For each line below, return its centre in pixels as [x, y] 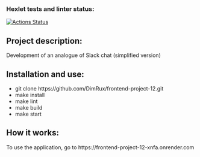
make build [29, 107]
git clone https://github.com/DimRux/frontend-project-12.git [89, 88]
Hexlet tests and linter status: [50, 9]
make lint [26, 101]
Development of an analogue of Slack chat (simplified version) [83, 55]
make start [28, 114]
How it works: [33, 133]
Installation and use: [45, 74]
